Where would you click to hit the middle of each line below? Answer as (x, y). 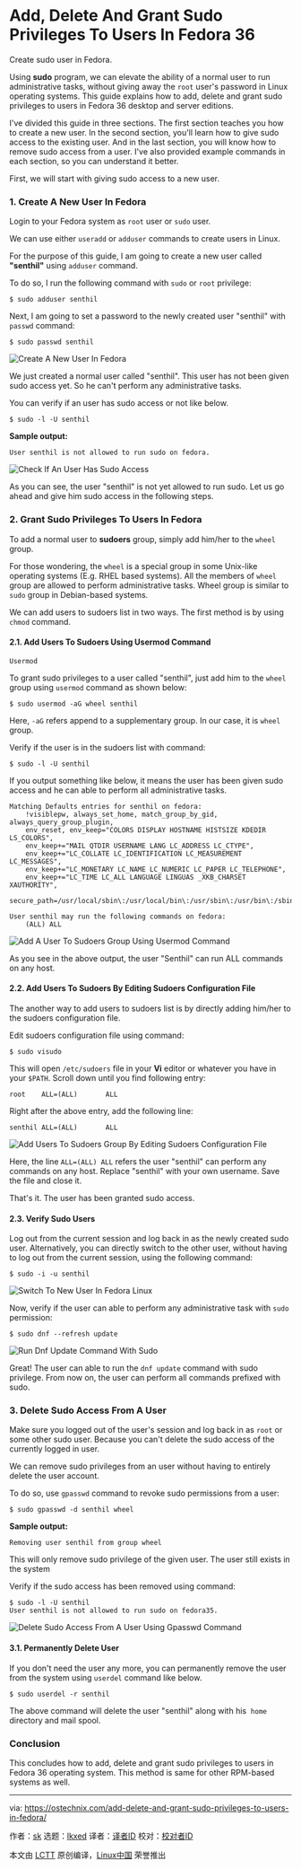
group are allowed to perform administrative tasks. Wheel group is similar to (149, 585)
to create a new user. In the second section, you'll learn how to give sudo (144, 132)
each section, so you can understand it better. (94, 161)
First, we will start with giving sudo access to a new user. (115, 178)
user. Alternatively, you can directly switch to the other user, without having (148, 1248)
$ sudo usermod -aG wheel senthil (74, 704)
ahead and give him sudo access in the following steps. (112, 496)
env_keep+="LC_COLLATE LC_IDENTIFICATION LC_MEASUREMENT (134, 854)
